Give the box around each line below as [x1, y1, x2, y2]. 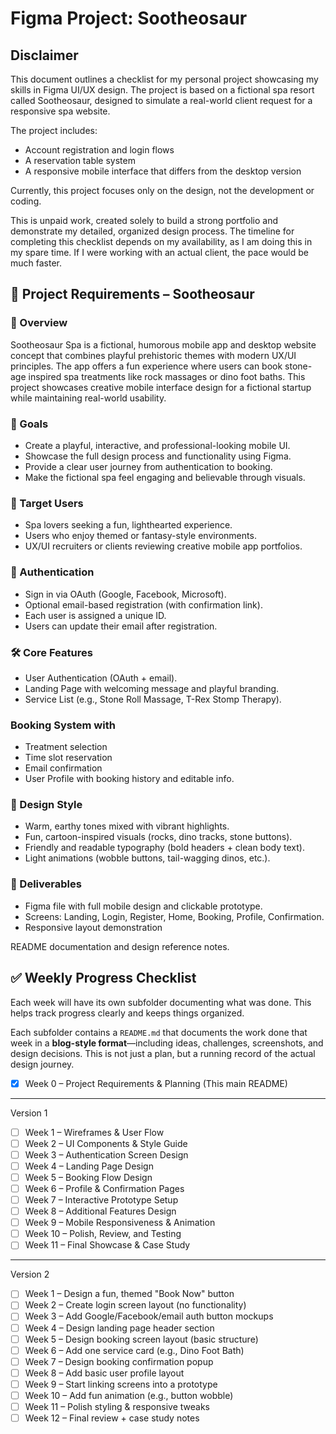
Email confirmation [24, 762, 103, 774]
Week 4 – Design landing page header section [24, 1322, 215, 1334]
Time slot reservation [24, 752, 113, 764]
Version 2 [10, 1268, 50, 1281]
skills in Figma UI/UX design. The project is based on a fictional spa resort [10, 84, 315, 96]
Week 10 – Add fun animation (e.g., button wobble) [24, 1389, 234, 1401]
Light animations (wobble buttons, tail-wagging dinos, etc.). [24, 852, 271, 864]
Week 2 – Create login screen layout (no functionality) [24, 1299, 247, 1311]
